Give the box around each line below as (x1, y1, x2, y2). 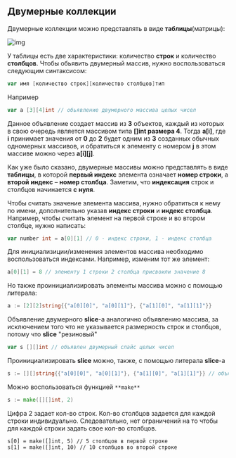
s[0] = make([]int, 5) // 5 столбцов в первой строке (7, 438, 169, 445)
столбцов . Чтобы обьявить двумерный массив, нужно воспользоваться (7, 59, 225, 68)
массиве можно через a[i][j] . (7, 149, 95, 158)
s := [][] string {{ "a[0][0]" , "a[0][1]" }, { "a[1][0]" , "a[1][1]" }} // (7, 370, 216, 377)
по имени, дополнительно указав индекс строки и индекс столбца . (7, 206, 213, 215)
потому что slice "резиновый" (7, 330, 98, 338)
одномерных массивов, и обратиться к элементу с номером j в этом (7, 141, 216, 150)
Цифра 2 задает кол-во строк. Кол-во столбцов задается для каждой (7, 409, 216, 417)
